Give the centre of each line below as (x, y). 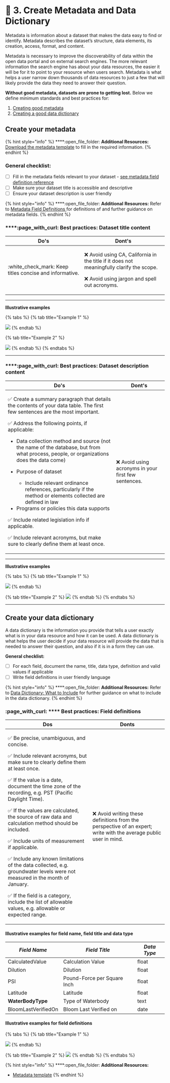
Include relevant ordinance (57, 483)
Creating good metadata (38, 108)
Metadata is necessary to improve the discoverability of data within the (79, 56)
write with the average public (127, 833)
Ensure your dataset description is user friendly (62, 194)
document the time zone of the (44, 786)
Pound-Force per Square (93, 978)
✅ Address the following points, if (48, 423)
